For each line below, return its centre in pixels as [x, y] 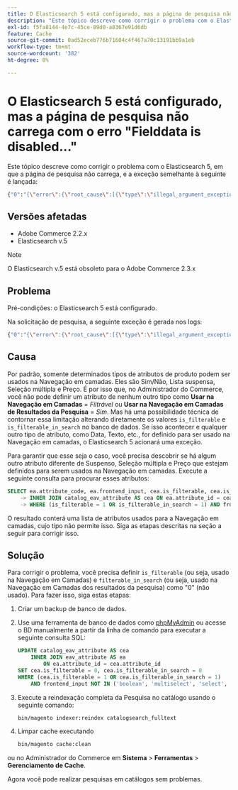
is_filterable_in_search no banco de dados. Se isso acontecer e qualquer [118, 427]
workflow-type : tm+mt [39, 47]
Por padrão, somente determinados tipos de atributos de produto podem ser [119, 374]
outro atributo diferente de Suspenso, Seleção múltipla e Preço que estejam [118, 463]
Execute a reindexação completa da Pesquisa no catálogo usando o [117, 697]
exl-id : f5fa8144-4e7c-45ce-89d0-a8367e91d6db [77, 27]
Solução [26, 555]
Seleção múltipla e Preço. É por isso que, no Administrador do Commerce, [116, 389]
